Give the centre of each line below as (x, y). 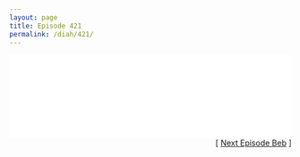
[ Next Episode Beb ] (253, 143)
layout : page (34, 17)
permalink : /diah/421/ (51, 34)
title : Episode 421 (46, 26)
